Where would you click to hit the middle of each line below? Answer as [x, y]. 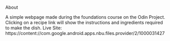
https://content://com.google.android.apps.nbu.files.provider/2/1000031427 [85, 33]
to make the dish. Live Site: [34, 28]
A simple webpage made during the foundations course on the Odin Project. [85, 17]
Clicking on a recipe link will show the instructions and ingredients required [84, 23]
